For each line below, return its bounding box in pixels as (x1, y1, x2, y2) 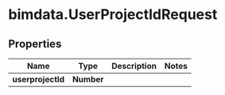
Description (111, 61, 157, 71)
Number (72, 74, 104, 85)
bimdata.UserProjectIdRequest (8, 6, 218, 24)
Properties (8, 37, 62, 51)
